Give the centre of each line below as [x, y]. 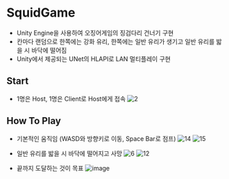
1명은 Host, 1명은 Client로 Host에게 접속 [71, 99]
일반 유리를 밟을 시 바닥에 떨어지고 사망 [69, 153]
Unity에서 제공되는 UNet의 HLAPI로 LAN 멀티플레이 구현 [93, 59]
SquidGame [41, 13]
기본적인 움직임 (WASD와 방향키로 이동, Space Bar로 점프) [96, 138]
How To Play [34, 121]
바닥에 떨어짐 [49, 50]
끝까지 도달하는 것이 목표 [50, 168]
